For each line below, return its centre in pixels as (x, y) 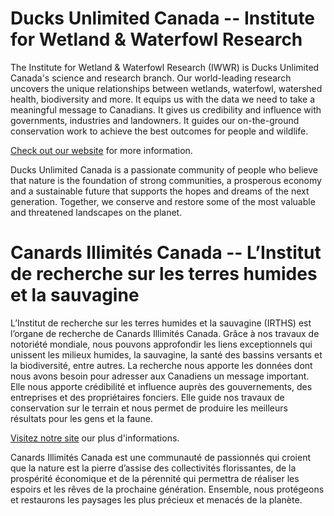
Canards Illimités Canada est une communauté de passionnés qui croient (160, 457)
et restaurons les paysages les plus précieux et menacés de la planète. (156, 499)
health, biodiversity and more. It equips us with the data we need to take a (163, 99)
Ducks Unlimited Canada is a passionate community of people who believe (164, 169)
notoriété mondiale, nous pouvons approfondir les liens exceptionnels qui (161, 344)
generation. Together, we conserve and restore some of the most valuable (163, 201)
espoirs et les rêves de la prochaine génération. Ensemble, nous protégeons (167, 489)
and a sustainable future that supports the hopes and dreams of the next (160, 191)
